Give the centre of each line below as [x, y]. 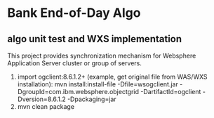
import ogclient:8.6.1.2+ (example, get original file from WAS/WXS [113, 77]
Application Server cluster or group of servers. [75, 63]
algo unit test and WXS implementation [95, 39]
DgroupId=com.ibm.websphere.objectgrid [78, 92]
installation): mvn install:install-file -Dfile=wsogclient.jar [98, 84]
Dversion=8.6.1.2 [41, 99]
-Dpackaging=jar [92, 99]
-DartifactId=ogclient [170, 92]
